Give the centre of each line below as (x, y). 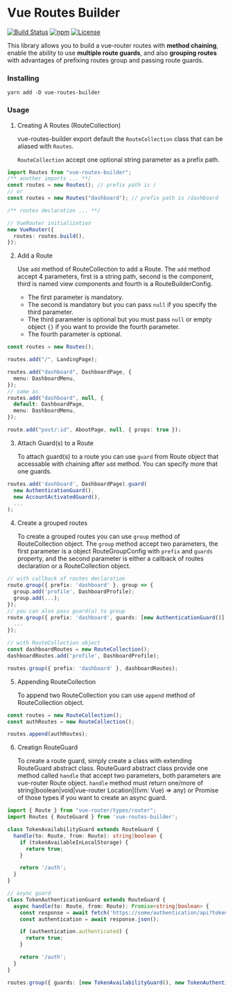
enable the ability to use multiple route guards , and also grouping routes (112, 53)
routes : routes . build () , (49, 236)
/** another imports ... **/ (49, 178)
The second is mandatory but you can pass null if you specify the (122, 305)
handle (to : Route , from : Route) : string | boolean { (88, 836)
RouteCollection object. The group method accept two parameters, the (118, 544)
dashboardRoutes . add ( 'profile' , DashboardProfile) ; (83, 656)
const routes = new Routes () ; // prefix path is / (82, 185)
